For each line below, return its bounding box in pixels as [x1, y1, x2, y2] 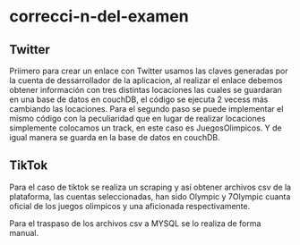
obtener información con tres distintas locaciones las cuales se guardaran [9, 85, 282, 95]
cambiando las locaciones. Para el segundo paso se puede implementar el [9, 104, 284, 114]
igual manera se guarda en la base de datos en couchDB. [9, 132, 221, 142]
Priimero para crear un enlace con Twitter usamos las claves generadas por [9, 65, 288, 76]
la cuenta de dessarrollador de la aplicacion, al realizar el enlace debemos [9, 75, 283, 86]
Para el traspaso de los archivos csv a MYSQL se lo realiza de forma [9, 217, 261, 229]
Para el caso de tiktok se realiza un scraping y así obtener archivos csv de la [9, 182, 292, 192]
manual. [9, 227, 39, 238]
